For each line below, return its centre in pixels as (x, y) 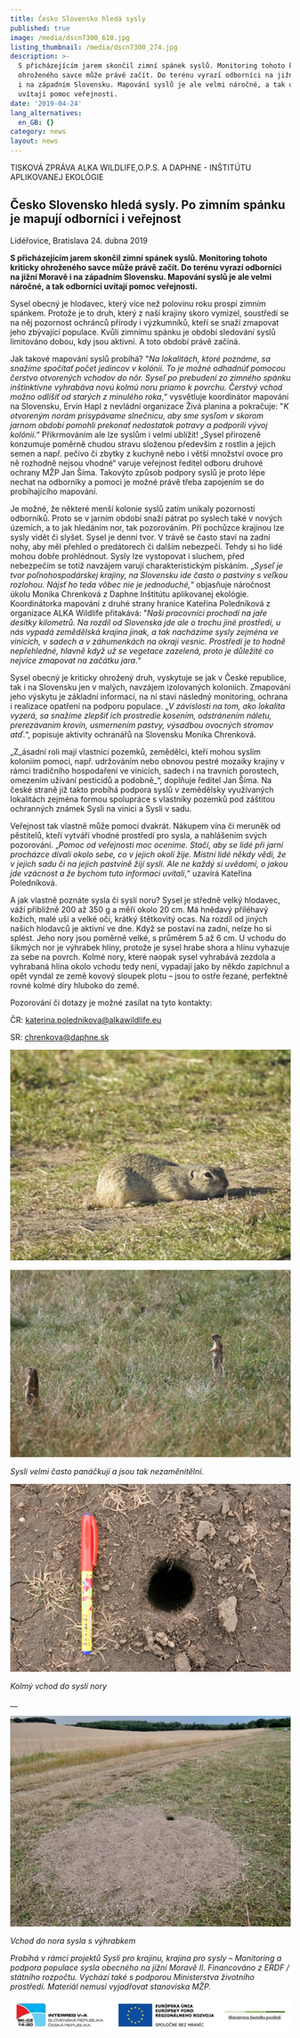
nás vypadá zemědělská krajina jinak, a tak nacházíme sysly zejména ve (144, 631)
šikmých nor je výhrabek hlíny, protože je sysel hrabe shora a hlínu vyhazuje (150, 947)
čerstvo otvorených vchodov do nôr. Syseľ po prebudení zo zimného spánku (150, 377)
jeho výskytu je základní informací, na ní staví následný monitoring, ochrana (149, 697)
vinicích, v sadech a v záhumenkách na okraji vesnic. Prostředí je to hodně (148, 641)
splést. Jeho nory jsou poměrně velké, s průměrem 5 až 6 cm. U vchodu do (148, 937)
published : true (40, 28)
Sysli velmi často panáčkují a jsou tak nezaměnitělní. (107, 1472)
